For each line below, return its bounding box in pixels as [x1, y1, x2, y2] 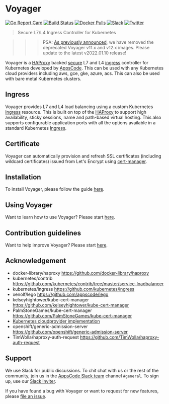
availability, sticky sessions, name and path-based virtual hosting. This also [5, 114, 161, 120]
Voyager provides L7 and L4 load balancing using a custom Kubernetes [5, 104, 153, 110]
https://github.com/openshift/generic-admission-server [12, 329, 128, 335]
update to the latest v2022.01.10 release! [42, 50, 127, 56]
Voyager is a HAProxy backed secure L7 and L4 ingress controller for [5, 59, 149, 65]
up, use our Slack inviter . [5, 378, 57, 384]
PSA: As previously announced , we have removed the [42, 39, 154, 45]
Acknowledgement [5, 257, 66, 265]
